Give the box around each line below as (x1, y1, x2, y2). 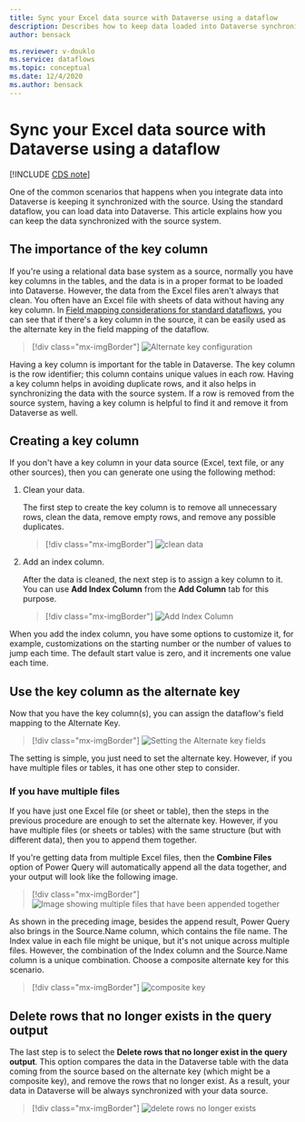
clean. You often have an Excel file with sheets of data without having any (9, 294, 285, 305)
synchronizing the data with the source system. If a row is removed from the (9, 388, 295, 399)
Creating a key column (9, 433, 140, 448)
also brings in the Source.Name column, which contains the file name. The (9, 926, 288, 937)
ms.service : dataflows (9, 55, 95, 64)
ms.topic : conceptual (9, 64, 92, 73)
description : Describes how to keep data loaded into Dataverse (9, 22, 258, 31)
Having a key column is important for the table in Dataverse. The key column (9, 359, 296, 369)
